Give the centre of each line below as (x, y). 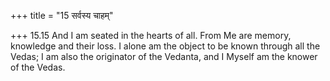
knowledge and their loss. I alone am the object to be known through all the (165, 46)
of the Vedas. (38, 67)
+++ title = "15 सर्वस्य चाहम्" (62, 15)
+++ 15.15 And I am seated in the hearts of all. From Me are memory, (151, 35)
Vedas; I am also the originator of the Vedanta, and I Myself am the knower (164, 56)
